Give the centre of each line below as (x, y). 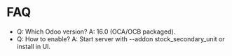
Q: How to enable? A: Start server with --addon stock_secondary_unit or (121, 38)
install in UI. (33, 46)
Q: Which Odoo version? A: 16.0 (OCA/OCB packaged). (96, 31)
